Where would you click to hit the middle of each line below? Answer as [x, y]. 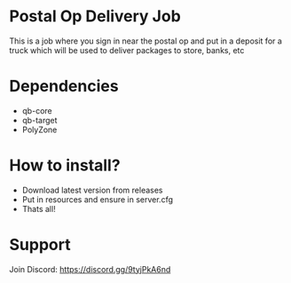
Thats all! [39, 208]
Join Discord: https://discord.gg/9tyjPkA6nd [90, 269]
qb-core [37, 110]
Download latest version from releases [92, 190]
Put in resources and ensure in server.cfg [97, 199]
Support [40, 245]
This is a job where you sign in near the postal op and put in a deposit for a [145, 41]
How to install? [65, 165]
